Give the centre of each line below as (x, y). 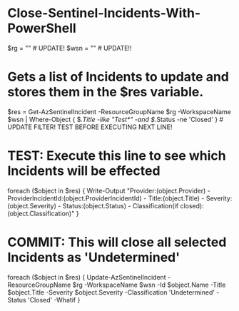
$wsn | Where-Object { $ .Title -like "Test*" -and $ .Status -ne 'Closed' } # (115, 119)
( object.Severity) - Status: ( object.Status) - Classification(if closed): (106, 205)
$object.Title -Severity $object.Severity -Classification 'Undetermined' (111, 292)
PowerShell (42, 28)
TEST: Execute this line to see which (117, 156)
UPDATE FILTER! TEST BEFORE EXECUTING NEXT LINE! (90, 127)
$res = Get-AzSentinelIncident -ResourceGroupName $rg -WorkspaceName (119, 111)
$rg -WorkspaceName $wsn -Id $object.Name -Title (149, 285)
